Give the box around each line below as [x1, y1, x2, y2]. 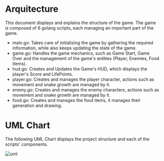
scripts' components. [5, 141, 48, 147]
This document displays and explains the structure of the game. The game [5, 20, 156, 26]
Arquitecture [5, 3, 59, 15]
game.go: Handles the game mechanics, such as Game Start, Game [12, 50, 150, 56]
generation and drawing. [12, 102, 63, 108]
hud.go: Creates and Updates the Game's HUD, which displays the [12, 65, 148, 72]
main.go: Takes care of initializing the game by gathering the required [12, 39, 154, 45]
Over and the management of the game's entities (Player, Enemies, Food [12, 55, 160, 61]
